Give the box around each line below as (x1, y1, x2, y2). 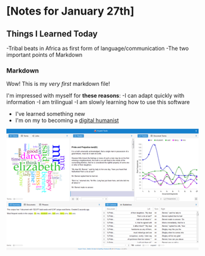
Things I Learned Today (6, 29, 98, 39)
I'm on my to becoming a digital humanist (15, 117, 119, 124)
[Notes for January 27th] (6, 4, 135, 18)
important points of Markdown (6, 51, 83, 59)
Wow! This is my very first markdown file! (6, 80, 110, 88)
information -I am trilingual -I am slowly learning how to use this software (6, 99, 190, 106)
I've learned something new (15, 110, 85, 118)
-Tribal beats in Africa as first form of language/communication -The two (6, 44, 189, 52)
